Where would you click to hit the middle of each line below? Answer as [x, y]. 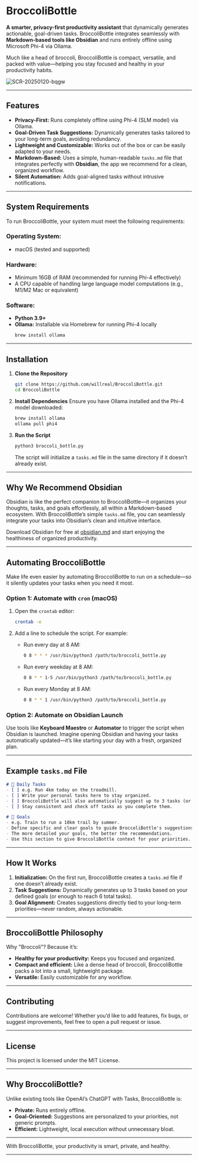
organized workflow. [39, 170]
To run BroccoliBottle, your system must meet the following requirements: [95, 221]
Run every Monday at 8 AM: [57, 689]
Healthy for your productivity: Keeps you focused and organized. [95, 958]
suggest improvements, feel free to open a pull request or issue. [84, 1022]
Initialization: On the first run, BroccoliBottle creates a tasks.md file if [98, 877]
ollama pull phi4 [36, 424]
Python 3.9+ [30, 318]
